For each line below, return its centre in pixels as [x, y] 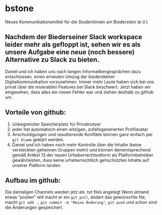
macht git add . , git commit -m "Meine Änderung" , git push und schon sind [81, 202]
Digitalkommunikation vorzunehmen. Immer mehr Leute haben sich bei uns [80, 82]
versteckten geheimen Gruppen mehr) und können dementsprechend [81, 150]
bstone [19, 8]
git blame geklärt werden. [38, 139]
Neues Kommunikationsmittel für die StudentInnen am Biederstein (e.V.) [76, 22]
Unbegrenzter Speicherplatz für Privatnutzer [56, 124]
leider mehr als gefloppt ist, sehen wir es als [73, 45]
